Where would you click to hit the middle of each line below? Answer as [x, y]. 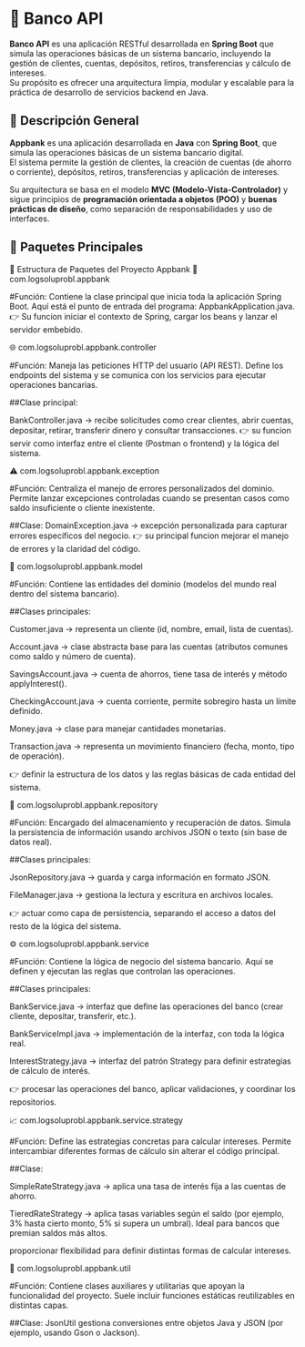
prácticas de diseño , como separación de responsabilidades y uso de [141, 209]
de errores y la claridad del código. [75, 548]
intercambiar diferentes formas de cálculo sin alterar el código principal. [145, 1150]
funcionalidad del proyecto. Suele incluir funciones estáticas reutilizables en [152, 1295]
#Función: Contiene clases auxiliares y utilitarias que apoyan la [127, 1286]
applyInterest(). [38, 683]
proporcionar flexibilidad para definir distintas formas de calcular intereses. [150, 1250]
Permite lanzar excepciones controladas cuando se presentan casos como [149, 498]
